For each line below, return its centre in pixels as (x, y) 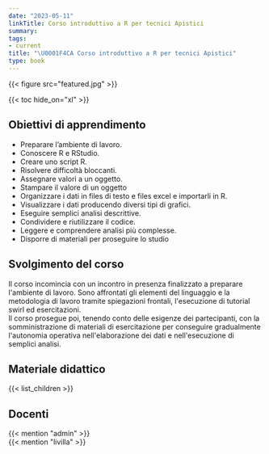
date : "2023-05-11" (41, 16)
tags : (17, 38)
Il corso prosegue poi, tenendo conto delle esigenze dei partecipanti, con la (134, 318)
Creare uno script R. (53, 162)
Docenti (29, 414)
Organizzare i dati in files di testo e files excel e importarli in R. (124, 195)
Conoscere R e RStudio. (60, 153)
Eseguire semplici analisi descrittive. (80, 213)
